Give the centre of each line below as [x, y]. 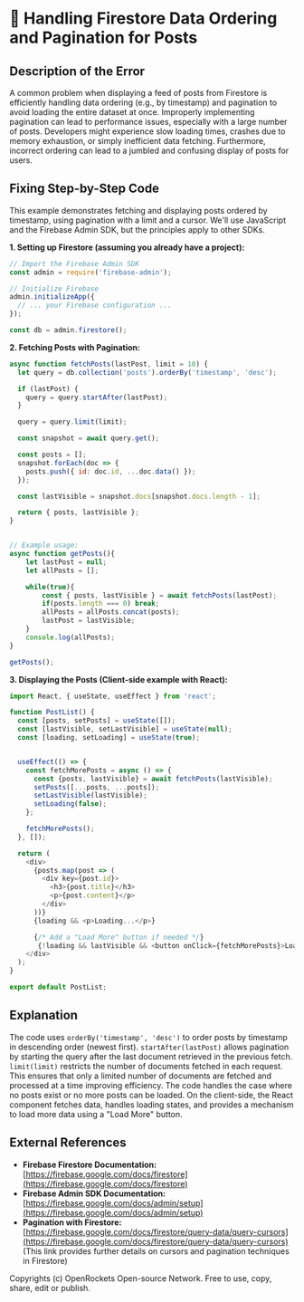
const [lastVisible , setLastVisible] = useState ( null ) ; [125, 729]
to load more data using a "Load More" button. [96, 1114]
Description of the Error [77, 71]
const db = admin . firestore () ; [68, 330]
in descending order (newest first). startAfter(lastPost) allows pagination [149, 1047]
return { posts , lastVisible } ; [79, 512]
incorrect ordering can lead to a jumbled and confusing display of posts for [149, 150]
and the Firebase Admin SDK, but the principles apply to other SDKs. [137, 229]
